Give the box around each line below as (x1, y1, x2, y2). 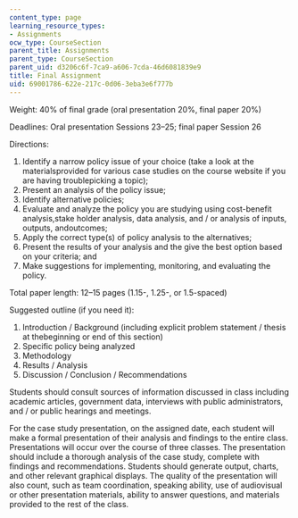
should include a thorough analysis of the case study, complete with (9, 451, 261, 462)
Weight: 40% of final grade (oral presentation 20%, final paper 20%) (9, 104, 261, 114)
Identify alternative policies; (21, 194, 125, 205)
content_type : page (9, 13, 82, 22)
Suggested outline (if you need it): (9, 305, 135, 315)
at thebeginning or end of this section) (21, 331, 163, 342)
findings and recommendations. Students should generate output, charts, (9, 461, 279, 472)
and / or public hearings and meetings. (9, 405, 152, 416)
